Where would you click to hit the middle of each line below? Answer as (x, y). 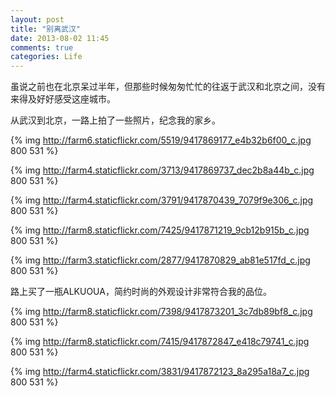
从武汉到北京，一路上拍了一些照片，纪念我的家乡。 (115, 120)
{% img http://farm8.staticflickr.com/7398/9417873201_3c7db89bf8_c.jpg (161, 312)
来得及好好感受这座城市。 (63, 99)
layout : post (37, 19)
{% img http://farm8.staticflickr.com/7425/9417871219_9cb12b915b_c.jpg (160, 230)
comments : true (42, 47)
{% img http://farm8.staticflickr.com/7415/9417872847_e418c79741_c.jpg (160, 342)
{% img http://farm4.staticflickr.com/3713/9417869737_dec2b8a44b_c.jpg (162, 170)
